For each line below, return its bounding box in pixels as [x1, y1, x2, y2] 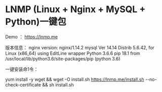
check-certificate [5, 81, 42, 87]
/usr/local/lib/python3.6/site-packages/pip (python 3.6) [5, 55, 120, 62]
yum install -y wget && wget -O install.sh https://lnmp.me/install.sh [5, 76, 144, 82]
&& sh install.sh [42, 81, 74, 87]
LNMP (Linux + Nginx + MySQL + [5, 4, 146, 15]
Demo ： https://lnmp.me [5, 34, 58, 40]
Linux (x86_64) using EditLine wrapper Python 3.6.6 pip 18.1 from [5, 50, 140, 56]
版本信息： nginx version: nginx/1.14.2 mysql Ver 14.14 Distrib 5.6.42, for [5, 44, 154, 50]
